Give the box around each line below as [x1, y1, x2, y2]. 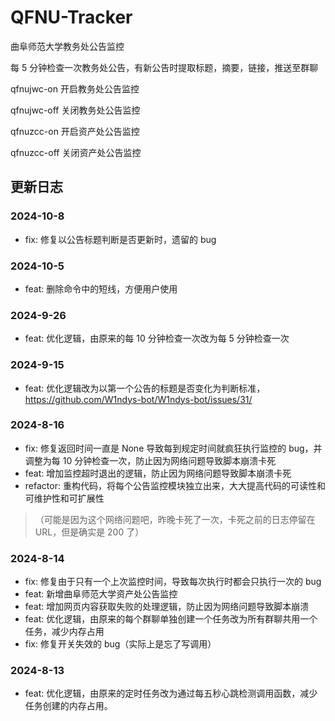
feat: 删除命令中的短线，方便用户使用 [24, 282, 178, 295]
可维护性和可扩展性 [24, 492, 105, 504]
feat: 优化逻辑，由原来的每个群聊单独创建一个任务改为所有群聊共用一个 [24, 613, 318, 625]
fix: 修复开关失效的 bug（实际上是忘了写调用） [24, 638, 217, 650]
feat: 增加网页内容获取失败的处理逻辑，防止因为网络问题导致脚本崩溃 [24, 601, 310, 613]
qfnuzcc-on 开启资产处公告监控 [10, 125, 140, 137]
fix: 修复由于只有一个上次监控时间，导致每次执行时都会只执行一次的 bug [24, 576, 322, 588]
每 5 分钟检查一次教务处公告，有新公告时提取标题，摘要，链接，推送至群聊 [10, 61, 319, 73]
